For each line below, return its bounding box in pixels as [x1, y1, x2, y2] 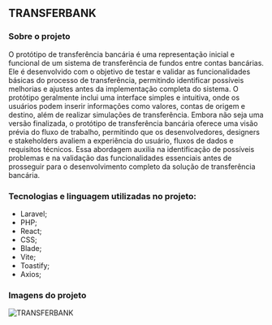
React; [19, 226, 42, 236]
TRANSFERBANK [8, 6, 97, 20]
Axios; [19, 269, 42, 279]
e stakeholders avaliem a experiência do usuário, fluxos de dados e [8, 136, 234, 145]
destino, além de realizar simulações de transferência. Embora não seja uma [8, 110, 264, 119]
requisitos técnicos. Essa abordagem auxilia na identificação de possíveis [8, 144, 255, 154]
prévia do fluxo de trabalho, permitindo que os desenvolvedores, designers [8, 127, 260, 136]
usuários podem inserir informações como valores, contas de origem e [8, 101, 246, 110]
